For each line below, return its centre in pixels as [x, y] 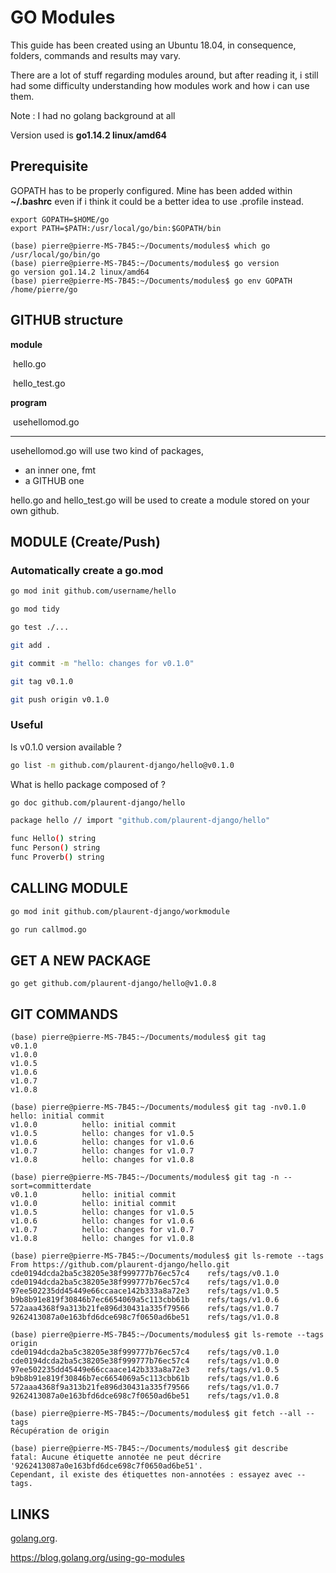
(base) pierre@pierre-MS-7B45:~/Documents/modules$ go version [145, 263]
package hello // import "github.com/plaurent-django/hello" [140, 821]
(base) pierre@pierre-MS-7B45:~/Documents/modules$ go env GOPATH [151, 281]
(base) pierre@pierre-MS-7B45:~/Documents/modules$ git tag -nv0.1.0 [158, 1107]
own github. [35, 510]
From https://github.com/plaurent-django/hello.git [120, 1265]
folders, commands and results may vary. [95, 55]
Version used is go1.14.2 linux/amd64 [88, 135]
